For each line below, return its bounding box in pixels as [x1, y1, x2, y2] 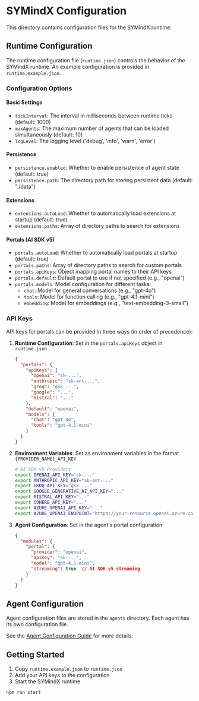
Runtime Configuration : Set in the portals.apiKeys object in [14, 340, 163, 347]
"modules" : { [20, 538, 53, 544]
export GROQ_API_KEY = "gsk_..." [14, 483, 93, 489]
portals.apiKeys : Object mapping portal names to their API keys [14, 268, 172, 275]
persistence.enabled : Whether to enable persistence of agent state [14, 164, 179, 172]
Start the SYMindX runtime [14, 678, 81, 685]
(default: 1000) [14, 118, 52, 125]
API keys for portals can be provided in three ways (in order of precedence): [6, 328, 193, 335]
